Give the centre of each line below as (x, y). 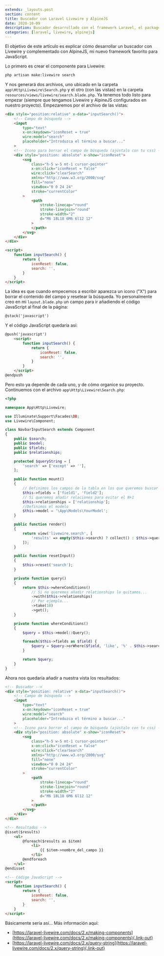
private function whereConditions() (51, 623)
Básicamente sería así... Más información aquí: (52, 923)
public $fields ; (31, 448)
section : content (23, 14)
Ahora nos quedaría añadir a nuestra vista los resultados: (62, 678)
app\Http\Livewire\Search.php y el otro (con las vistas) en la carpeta (74, 89)
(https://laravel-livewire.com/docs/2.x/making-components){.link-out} (82, 937)
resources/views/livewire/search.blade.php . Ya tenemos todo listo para (78, 95)
